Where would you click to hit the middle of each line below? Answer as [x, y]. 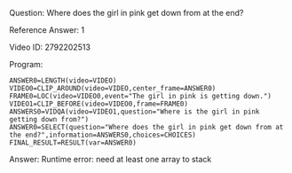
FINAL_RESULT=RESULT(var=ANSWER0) [73, 143]
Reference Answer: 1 [47, 30]
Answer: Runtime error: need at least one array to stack [110, 159]
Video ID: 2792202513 [50, 47]
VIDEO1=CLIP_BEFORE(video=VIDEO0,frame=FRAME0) [99, 104]
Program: [26, 64]
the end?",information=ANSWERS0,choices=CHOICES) [103, 135]
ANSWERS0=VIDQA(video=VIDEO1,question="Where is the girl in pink [134, 112]
